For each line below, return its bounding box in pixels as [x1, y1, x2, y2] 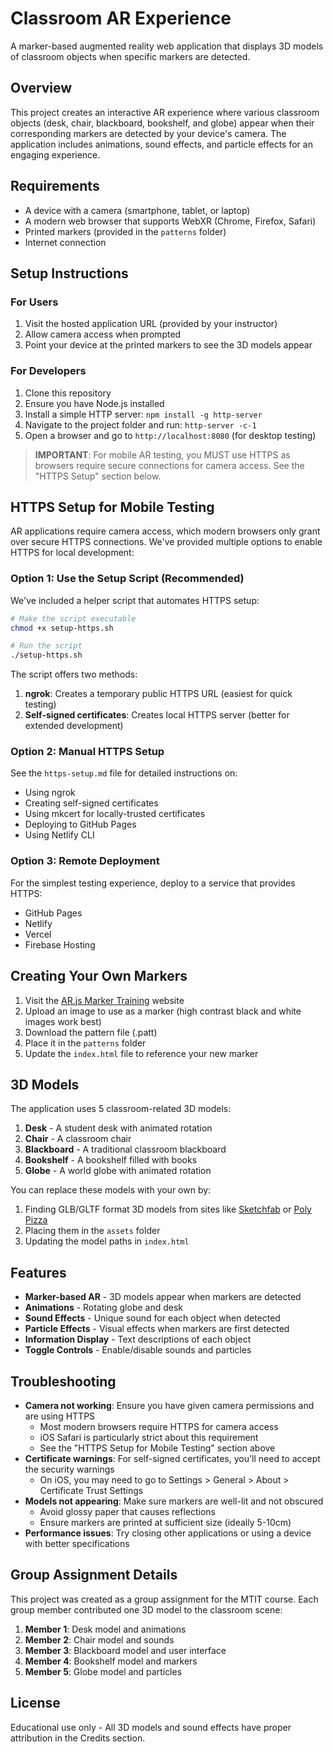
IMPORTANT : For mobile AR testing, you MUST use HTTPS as [34, 448, 291, 461]
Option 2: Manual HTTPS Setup [10, 745, 165, 759]
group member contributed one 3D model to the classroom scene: [10, 1603, 283, 1616]
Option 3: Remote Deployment [10, 854, 160, 868]
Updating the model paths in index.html [24, 1235, 190, 1247]
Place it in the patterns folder [24, 1037, 147, 1049]
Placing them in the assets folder [24, 1225, 161, 1237]
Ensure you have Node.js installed [24, 397, 165, 409]
